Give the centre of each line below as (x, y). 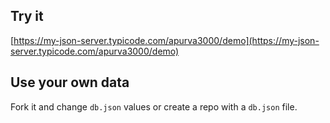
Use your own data (70, 82)
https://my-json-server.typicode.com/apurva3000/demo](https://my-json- (166, 40)
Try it (27, 16)
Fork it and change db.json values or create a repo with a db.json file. (154, 106)
